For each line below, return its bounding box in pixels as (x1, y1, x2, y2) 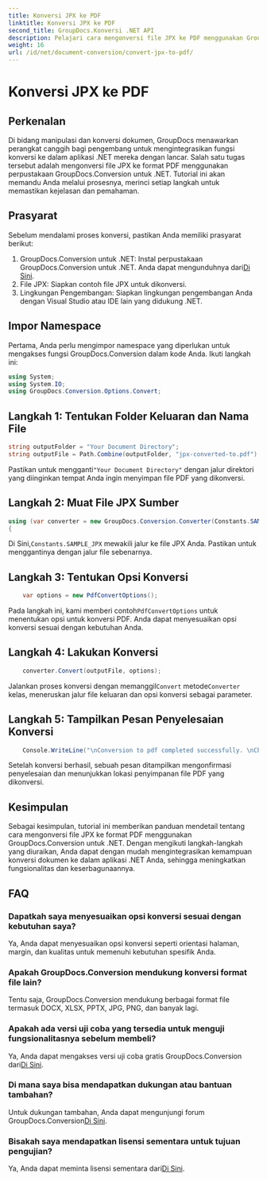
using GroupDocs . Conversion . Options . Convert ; (8, 387, 161, 396)
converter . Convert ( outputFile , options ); (22, 667, 161, 675)
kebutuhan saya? (8, 920, 77, 931)
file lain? (8, 977, 42, 988)
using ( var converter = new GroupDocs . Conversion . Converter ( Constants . (8, 517, 250, 525)
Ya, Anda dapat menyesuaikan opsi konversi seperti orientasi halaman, (8, 939, 240, 948)
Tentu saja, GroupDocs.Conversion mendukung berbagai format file (8, 995, 230, 1005)
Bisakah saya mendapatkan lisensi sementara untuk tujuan (8, 1136, 241, 1147)
